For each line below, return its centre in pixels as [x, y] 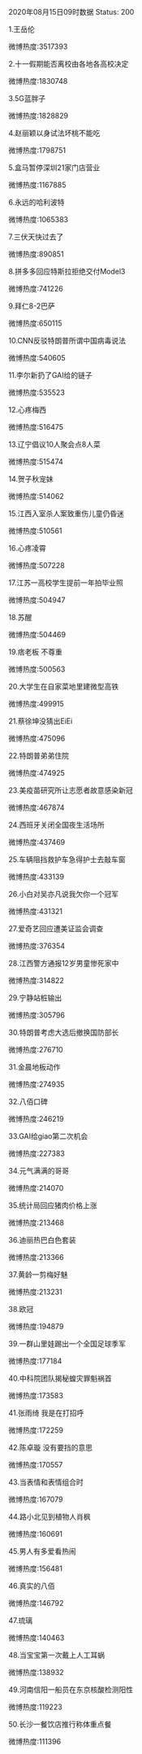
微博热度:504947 [37, 600]
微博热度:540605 [37, 358]
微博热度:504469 [37, 634]
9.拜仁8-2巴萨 [32, 306]
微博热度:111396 [35, 1741]
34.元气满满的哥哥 [39, 1171]
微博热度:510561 [35, 531]
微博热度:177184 [35, 1361]
